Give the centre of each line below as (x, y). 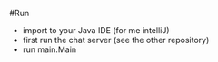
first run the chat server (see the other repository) (116, 40)
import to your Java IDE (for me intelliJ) (96, 30)
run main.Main (50, 49)
